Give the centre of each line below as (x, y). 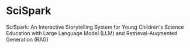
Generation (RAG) (27, 39)
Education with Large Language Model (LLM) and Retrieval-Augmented (92, 33)
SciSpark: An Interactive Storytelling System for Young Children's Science (95, 27)
